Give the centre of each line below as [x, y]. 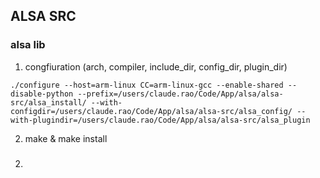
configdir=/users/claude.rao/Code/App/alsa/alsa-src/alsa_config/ [151, 111]
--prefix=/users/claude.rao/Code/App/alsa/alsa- [180, 94]
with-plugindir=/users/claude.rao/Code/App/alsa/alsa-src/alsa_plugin [160, 120]
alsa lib [28, 45]
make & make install [66, 138]
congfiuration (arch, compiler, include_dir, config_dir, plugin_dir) [156, 66]
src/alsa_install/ [48, 102]
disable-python [42, 94]
